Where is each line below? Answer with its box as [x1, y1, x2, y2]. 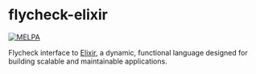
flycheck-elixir [8, 6, 109, 24]
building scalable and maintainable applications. [8, 56, 167, 66]
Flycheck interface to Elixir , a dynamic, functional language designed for [8, 47, 248, 57]
